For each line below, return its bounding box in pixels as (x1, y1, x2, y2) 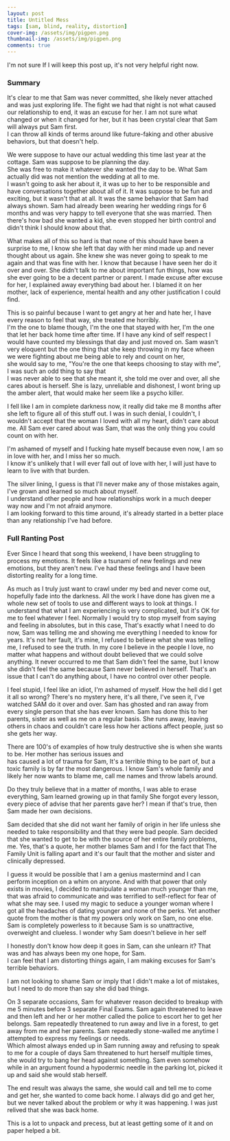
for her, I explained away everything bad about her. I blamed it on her (7, 281, 203, 289)
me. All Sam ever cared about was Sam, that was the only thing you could (7, 424, 216, 433)
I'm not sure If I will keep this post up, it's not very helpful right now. (7, 61, 199, 69)
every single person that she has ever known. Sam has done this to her (7, 707, 208, 715)
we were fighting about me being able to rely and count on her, (7, 352, 185, 361)
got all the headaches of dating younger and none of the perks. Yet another (7, 906, 221, 914)
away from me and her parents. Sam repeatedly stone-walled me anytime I (7, 1026, 218, 1035)
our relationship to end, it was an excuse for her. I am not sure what (7, 108, 198, 117)
